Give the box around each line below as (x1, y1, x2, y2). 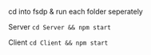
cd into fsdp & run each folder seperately (8, 7, 144, 16)
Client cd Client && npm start (8, 37, 109, 47)
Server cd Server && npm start (8, 22, 112, 31)
